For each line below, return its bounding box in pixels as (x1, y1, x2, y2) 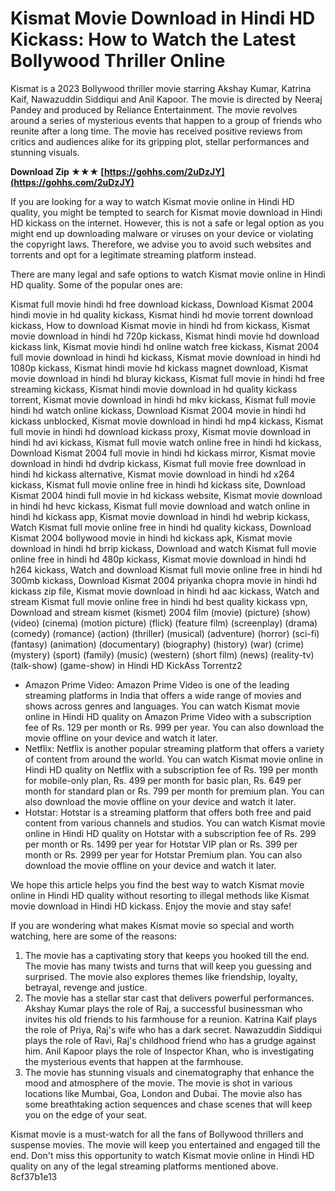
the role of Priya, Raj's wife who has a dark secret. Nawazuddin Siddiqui (24, 1023, 322, 1036)
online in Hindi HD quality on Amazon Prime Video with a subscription (24, 710, 312, 722)
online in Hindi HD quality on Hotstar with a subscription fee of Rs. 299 (24, 827, 317, 839)
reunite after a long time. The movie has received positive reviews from (10, 125, 303, 137)
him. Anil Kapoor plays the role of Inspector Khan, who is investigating (24, 1045, 315, 1057)
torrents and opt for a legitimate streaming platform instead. (10, 248, 257, 261)
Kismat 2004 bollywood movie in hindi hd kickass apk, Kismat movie (10, 532, 293, 544)
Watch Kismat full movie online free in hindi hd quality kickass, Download (10, 521, 312, 533)
